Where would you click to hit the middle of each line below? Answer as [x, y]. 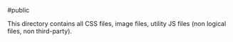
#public [19, 10]
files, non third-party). [40, 31]
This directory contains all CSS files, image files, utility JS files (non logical [117, 23]
